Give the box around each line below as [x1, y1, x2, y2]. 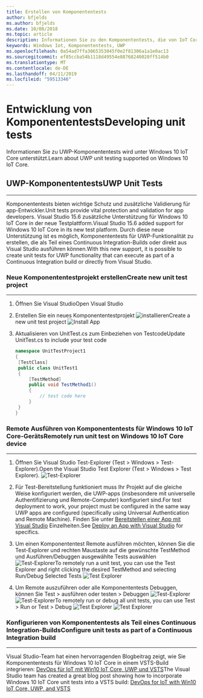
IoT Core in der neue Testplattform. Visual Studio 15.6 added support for [6, 219, 184, 227]
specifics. [14, 528, 40, 535]
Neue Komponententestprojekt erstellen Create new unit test [6, 273, 188, 281]
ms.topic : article [6, 31, 53, 38]
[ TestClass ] [18, 359, 48, 365]
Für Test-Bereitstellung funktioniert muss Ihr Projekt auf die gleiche [14, 483, 182, 491]
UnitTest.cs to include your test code [14, 336, 107, 344]
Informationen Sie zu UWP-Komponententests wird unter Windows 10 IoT [6, 148, 188, 155]
